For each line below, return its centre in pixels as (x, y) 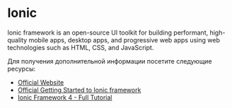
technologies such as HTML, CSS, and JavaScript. (81, 47)
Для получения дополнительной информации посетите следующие (110, 61)
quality (17, 40)
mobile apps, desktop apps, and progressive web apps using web (124, 40)
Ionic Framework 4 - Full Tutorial (65, 97)
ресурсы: (22, 68)
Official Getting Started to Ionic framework (79, 90)
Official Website (41, 82)
